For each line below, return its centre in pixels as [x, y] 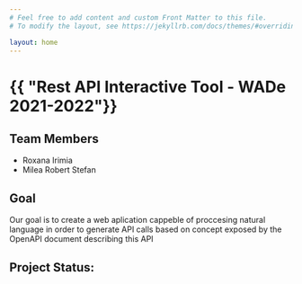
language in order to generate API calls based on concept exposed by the [146, 229]
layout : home [34, 42]
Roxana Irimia [48, 160]
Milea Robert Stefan [59, 170]
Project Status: [52, 267]
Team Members [54, 139]
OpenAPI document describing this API [82, 239]
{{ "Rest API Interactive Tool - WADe [147, 87]
